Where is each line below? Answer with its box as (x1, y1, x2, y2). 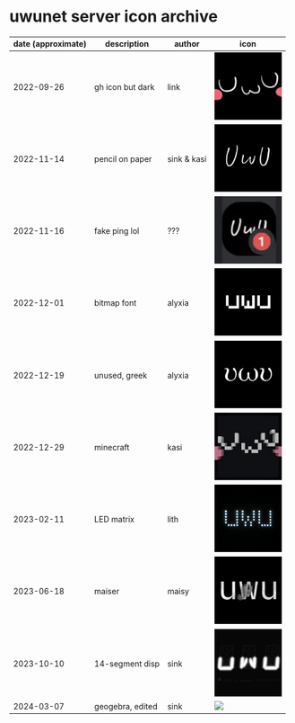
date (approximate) (13, 39, 87, 49)
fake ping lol (93, 226, 140, 237)
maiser (93, 586, 119, 597)
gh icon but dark (93, 81, 155, 92)
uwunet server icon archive (9, 6, 218, 27)
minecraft (93, 442, 130, 452)
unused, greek (93, 370, 148, 380)
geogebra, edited (93, 701, 158, 711)
